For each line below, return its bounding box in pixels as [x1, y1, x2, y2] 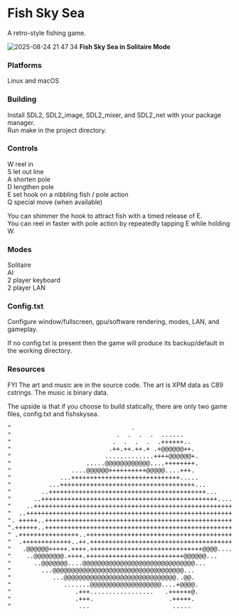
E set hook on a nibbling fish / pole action [7, 190, 129, 198]
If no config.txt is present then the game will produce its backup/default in [7, 339, 225, 348]
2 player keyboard [7, 276, 60, 285]
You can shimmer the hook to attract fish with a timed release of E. [7, 211, 203, 220]
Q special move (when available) [7, 198, 103, 206]
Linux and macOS [7, 76, 59, 85]
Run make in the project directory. [7, 126, 107, 134]
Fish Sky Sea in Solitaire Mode [79, 42, 171, 51]
